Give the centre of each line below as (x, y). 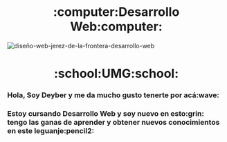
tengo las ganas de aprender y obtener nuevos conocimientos (113, 122)
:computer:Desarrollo (116, 12)
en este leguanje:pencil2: (51, 130)
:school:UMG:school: (116, 74)
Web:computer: (116, 27)
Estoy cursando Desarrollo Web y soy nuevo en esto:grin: (106, 113)
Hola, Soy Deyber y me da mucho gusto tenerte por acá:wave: (113, 95)
